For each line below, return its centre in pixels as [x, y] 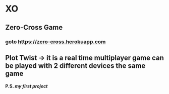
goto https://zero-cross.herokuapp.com [55, 42]
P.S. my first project [26, 86]
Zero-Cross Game [34, 27]
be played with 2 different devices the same [75, 66]
